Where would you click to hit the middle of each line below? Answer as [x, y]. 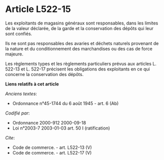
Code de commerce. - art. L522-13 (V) [52, 147]
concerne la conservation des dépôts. [44, 74]
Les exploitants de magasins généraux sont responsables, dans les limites [82, 23]
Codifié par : [18, 113]
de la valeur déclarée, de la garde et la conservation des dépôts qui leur [79, 28]
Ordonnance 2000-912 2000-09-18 [49, 122]
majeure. [14, 54]
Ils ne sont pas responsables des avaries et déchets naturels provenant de [82, 43]
